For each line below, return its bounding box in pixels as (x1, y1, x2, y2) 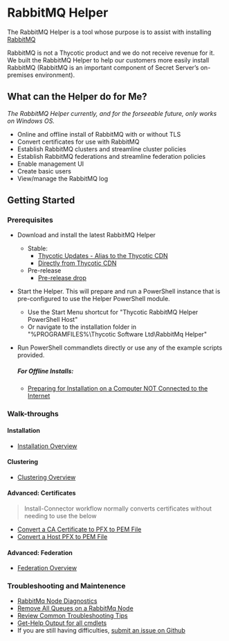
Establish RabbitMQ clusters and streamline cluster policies (17, 144, 187, 153)
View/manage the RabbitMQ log (17, 174, 109, 182)
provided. (17, 351, 45, 359)
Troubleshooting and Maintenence (7, 581, 126, 591)
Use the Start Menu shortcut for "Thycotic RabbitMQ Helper (27, 308, 199, 316)
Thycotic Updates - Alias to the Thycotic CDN (37, 252, 168, 260)
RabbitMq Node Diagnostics (17, 597, 98, 605)
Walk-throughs (7, 409, 59, 419)
